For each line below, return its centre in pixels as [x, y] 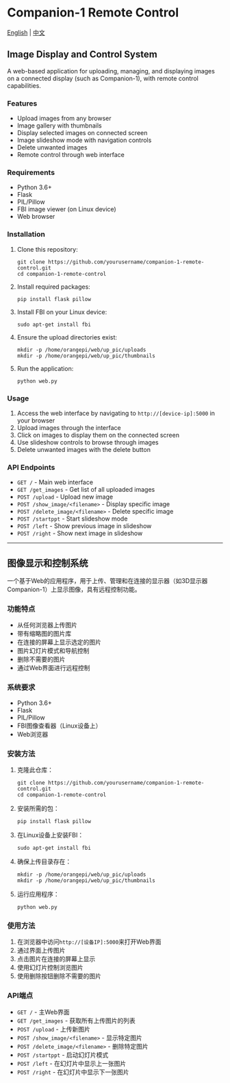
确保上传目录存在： [44, 861]
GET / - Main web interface [55, 482]
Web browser [36, 217]
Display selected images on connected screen [82, 133]
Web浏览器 [33, 734]
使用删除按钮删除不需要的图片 [59, 976]
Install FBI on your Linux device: [62, 312]
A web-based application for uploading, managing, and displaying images [111, 71]
